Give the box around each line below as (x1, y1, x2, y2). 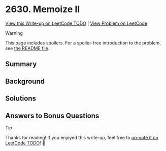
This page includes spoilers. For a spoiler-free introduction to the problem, (5, 39, 161, 46)
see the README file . (5, 45, 50, 51)
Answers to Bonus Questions (5, 111, 99, 120)
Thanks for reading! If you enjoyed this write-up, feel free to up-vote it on (5, 134, 158, 140)
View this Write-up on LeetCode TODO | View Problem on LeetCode (5, 20, 148, 26)
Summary (5, 60, 37, 69)
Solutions (5, 94, 37, 103)
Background (5, 77, 45, 85)
